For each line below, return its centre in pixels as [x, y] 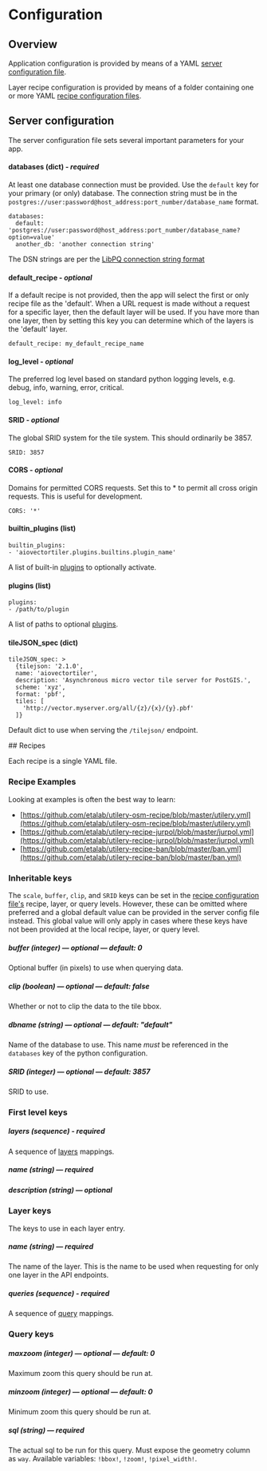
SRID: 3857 [26, 452]
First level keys [38, 1112]
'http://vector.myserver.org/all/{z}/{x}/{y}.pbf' [108, 709]
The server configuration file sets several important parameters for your [126, 140]
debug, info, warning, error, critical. [66, 388]
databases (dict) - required [54, 167]
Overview [33, 44]
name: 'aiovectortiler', [57, 674]
